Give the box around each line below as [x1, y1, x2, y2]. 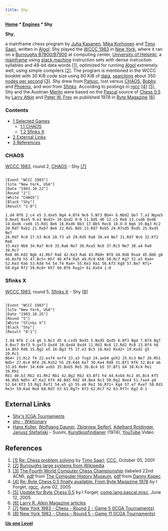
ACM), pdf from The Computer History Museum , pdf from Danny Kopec [12, 473, 161, 479]
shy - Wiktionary [12, 418, 47, 425]
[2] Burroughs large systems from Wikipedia [12, 463, 105, 469]
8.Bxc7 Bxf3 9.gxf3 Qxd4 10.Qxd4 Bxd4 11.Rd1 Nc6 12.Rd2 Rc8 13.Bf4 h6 [5, 342, 158, 347]
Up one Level [5, 520, 33, 526]
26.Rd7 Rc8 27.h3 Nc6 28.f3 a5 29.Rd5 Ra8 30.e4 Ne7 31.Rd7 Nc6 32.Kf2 [5, 235, 158, 240]
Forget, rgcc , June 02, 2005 [12, 484, 71, 490]
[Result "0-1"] [5, 329, 37, 334]
